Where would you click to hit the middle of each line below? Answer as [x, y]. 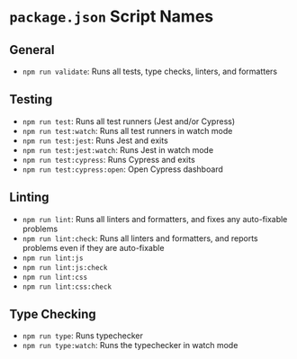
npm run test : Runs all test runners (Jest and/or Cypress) [129, 121]
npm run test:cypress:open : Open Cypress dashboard [122, 169]
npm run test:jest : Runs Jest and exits [95, 140]
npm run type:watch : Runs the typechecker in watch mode [130, 346]
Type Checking [53, 314]
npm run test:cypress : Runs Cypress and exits [108, 159]
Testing [31, 99]
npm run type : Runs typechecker [83, 336]
